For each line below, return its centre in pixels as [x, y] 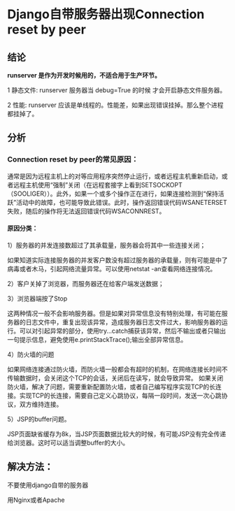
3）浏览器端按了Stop [37, 298]
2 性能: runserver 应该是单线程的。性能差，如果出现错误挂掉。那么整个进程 [115, 105]
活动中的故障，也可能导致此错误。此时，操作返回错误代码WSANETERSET [122, 202]
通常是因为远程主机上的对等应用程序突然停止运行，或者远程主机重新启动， [114, 176]
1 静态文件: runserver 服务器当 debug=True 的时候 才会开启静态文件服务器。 [116, 90]
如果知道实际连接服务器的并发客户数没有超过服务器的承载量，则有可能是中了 [117, 260]
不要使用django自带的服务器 [48, 485]
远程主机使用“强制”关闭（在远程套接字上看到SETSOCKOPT [98, 185]
